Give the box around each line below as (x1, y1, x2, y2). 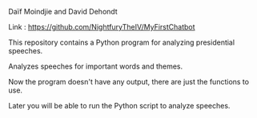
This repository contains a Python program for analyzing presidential (8, 37, 235, 47)
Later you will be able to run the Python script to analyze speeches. (8, 101, 231, 110)
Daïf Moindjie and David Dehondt (8, 7, 118, 16)
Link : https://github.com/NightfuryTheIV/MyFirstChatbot (8, 22, 195, 31)
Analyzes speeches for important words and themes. (8, 61, 183, 71)
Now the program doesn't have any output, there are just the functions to (8, 77, 250, 86)
